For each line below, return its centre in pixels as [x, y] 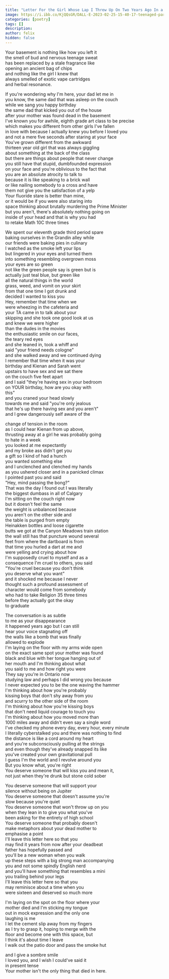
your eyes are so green [29, 264]
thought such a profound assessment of [47, 584]
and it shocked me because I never [41, 579]
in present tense [22, 965]
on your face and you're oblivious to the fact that [56, 169]
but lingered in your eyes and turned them [49, 253]
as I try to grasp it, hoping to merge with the [51, 929]
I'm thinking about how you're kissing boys [50, 706]
